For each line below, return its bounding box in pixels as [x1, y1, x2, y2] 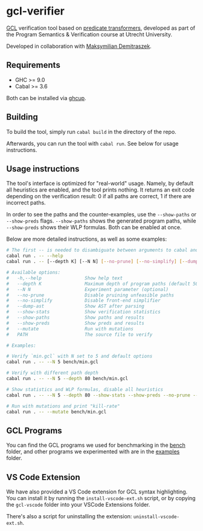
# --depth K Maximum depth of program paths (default [6, 281, 190, 287]
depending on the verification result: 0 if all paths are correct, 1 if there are [6, 193, 192, 200]
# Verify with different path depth [6, 370, 98, 376]
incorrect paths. [6, 199, 47, 207]
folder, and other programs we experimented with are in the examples [6, 448, 180, 455]
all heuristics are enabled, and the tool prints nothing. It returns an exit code [6, 186, 195, 193]
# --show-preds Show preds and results [6, 320, 145, 326]
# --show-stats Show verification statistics [6, 309, 161, 315]
